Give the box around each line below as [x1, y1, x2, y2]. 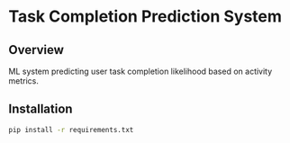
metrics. [8, 76, 40, 86]
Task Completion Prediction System [8, 6, 283, 27]
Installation [8, 102, 73, 117]
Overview [8, 42, 65, 58]
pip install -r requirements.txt [8, 125, 134, 134]
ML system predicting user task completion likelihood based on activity [8, 66, 273, 76]
